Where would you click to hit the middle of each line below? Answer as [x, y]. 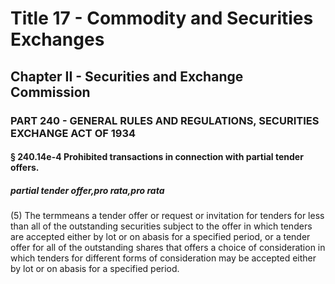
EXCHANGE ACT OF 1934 [73, 133]
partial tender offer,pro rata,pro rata [87, 190]
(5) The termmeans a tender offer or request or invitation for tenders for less [167, 216]
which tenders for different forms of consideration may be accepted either [163, 258]
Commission [50, 92]
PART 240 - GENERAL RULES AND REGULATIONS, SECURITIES [165, 120]
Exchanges [57, 39]
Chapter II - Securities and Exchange [127, 76]
